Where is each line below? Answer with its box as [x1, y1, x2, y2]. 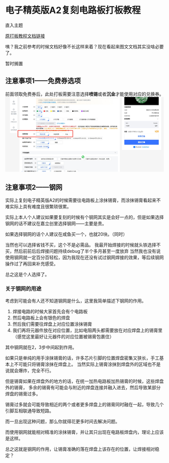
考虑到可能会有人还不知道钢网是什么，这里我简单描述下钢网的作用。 [5, 298, 146, 304]
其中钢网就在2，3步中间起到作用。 [5, 344, 77, 350]
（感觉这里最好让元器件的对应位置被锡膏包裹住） [12, 333, 114, 339]
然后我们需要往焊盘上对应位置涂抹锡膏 [12, 321, 92, 327]
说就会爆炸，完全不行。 [5, 367, 54, 374]
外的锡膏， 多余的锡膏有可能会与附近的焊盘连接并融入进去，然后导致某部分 [5, 384, 161, 390]
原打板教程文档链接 [5, 33, 45, 39]
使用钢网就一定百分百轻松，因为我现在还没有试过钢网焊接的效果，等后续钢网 [5, 254, 164, 260]
